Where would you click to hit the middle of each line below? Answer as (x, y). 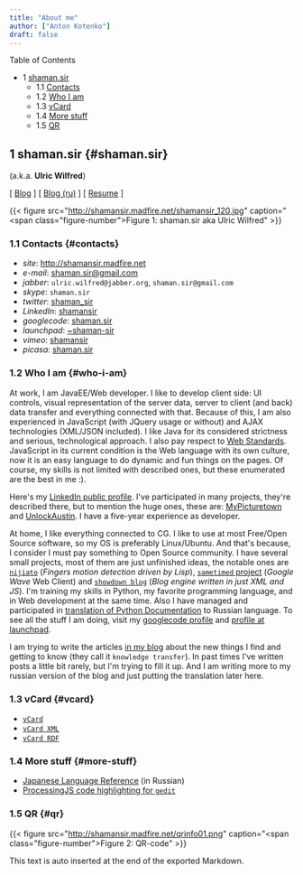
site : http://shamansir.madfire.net (84, 264)
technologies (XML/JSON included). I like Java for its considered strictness (149, 431)
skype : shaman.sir (56, 292)
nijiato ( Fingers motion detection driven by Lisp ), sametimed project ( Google (151, 572)
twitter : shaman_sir (58, 302)
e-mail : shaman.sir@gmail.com (80, 273)
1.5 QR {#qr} (37, 814)
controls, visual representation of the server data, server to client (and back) (151, 402)
